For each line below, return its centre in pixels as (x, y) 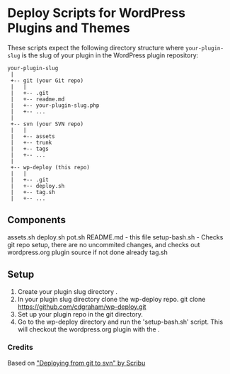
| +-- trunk (31, 142)
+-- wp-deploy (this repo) (50, 167)
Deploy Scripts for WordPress (97, 13)
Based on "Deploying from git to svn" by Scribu (76, 363)
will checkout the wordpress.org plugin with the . (89, 329)
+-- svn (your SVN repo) (47, 124)
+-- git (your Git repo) (47, 80)
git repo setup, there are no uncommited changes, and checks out (104, 244)
